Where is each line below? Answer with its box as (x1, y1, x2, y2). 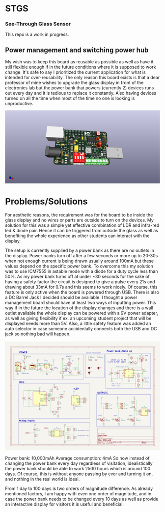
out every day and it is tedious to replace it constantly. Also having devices (5, 90, 156, 96)
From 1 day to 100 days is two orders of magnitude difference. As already (5, 485, 153, 491)
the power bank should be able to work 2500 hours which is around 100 (5, 465, 151, 471)
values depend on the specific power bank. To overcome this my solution (5, 263, 153, 269)
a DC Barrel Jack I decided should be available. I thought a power (5, 295, 137, 300)
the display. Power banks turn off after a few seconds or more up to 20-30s (5, 253, 158, 259)
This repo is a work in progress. (5, 31, 69, 37)
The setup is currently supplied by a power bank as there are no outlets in (5, 247, 155, 253)
